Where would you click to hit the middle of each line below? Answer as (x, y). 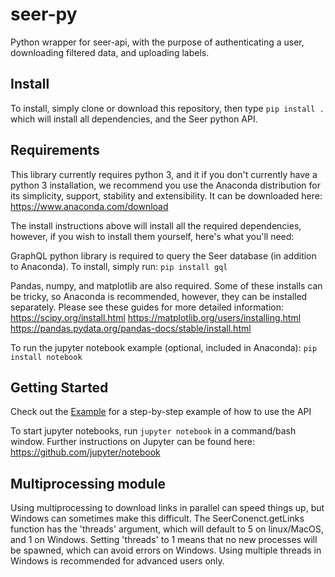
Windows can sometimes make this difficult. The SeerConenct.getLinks (157, 519)
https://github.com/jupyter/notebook (85, 452)
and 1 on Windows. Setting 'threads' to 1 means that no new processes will (164, 540)
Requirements (55, 150)
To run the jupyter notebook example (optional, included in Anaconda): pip (164, 347)
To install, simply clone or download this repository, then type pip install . (167, 108)
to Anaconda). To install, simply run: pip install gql (119, 266)
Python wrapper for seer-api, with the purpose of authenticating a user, (157, 42)
